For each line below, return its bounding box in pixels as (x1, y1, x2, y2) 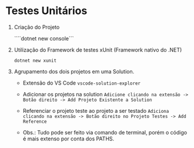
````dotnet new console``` (14, 35, 74, 42)
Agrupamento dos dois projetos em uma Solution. (14, 68, 135, 75)
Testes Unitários (5, 4, 88, 18)
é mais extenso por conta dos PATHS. (22, 135, 115, 142)
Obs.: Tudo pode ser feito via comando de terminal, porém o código (22, 129, 188, 136)
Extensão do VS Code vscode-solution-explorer (22, 79, 141, 86)
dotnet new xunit (14, 58, 57, 63)
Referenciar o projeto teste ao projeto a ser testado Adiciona (22, 107, 169, 114)
